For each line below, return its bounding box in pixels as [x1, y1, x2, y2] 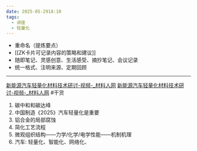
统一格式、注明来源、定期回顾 [14, 64, 87, 71]
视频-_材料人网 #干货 [13, 89, 64, 96]
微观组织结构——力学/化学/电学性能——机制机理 [14, 131, 132, 138]
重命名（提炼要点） [14, 42, 62, 49]
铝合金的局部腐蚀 [14, 116, 56, 123]
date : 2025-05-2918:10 [6, 8, 62, 15]
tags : [6, 14, 19, 20]
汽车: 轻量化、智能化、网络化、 [14, 139, 90, 146]
